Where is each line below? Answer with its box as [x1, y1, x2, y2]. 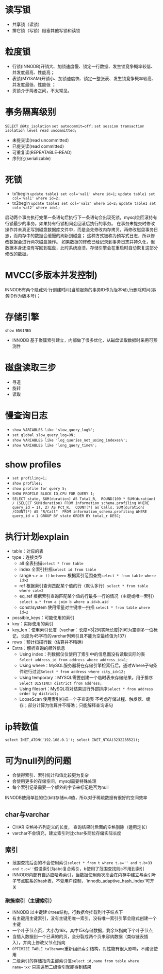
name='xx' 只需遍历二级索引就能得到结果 [12, 964, 92, 970]
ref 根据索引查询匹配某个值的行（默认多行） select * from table [19, 583, 148, 589]
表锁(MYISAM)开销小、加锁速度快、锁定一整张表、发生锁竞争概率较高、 [12, 75, 156, 81]
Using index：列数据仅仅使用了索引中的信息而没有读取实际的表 [19, 651, 146, 657]
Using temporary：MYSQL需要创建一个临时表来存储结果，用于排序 [19, 674, 153, 681]
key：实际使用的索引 [12, 621, 53, 627]
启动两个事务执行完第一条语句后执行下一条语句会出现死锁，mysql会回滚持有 [5, 214, 158, 220]
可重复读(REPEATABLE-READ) [12, 149, 72, 155]
